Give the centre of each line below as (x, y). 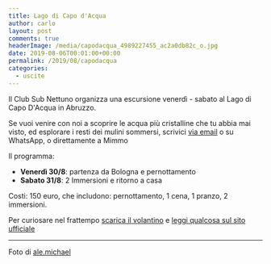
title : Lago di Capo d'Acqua (57, 16)
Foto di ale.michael (40, 252)
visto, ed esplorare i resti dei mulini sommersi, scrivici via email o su (121, 132)
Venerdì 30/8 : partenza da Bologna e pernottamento (108, 171)
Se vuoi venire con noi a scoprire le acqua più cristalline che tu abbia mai (130, 123)
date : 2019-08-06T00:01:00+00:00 (65, 53)
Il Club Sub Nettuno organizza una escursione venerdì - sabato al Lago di (130, 98)
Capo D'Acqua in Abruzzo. (52, 107)
